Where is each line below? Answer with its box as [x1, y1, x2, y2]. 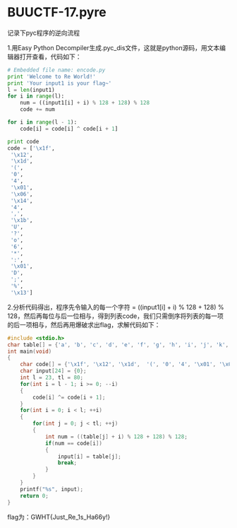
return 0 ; [20, 492, 49, 499]
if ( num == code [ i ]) [44, 440, 102, 447]
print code [7, 138, 39, 145]
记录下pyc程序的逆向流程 [7, 28, 80, 37]
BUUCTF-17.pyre [7, 4, 107, 20]
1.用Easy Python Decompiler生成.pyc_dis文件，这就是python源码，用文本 [7, 43, 220, 52]
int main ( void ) [7, 348, 52, 355]
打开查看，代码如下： [19, 52, 82, 61]
